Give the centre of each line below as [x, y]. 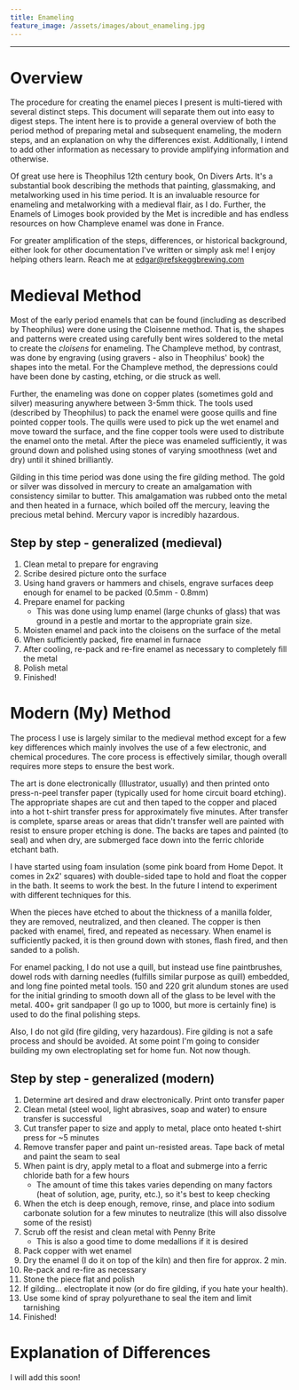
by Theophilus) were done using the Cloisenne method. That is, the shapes [147, 330]
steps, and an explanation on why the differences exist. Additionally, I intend [149, 140]
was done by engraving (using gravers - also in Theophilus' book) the [138, 358]
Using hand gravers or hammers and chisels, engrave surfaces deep [148, 584]
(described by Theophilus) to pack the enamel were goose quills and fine [144, 413]
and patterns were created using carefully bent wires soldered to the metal [147, 339]
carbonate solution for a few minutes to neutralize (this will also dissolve [155, 1212]
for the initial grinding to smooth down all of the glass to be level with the [143, 996]
